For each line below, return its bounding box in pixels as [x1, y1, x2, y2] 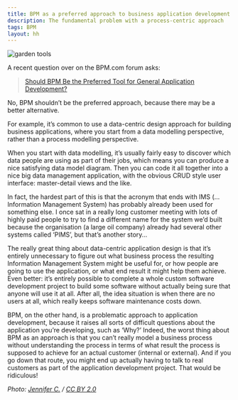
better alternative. [7, 106, 60, 114]
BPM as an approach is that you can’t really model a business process [7, 333, 213, 342]
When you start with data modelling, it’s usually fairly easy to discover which [7, 148, 231, 157]
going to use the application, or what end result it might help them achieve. [7, 267, 227, 276]
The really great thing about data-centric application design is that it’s [7, 244, 211, 253]
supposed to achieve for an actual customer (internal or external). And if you [7, 349, 232, 357]
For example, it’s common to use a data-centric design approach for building [7, 120, 232, 129]
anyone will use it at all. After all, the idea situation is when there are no [7, 289, 215, 298]
